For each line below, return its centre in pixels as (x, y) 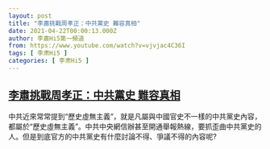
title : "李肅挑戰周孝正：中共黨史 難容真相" (75, 23)
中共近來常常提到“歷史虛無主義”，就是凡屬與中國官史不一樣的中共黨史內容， (135, 116)
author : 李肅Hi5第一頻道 (46, 38)
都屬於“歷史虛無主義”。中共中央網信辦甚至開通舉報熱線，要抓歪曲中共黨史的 (135, 126)
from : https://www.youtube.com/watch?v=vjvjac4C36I (97, 46)
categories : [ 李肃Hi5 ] (49, 61)
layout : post (30, 16)
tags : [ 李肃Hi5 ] (38, 53)
